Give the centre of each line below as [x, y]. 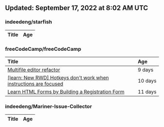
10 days [147, 81]
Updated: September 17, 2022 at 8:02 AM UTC [77, 8]
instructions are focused [35, 84]
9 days [145, 69]
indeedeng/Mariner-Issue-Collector [49, 106]
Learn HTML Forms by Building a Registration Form [66, 91]
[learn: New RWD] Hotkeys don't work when [58, 78]
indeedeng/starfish [29, 22]
